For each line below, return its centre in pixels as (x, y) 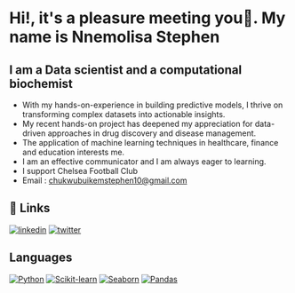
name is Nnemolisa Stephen (115, 37)
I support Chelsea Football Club (80, 171)
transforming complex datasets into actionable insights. (124, 114)
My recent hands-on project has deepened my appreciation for (137, 124)
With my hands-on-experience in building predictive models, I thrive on (152, 105)
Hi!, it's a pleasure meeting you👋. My (147, 18)
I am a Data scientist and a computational (126, 70)
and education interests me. (73, 152)
